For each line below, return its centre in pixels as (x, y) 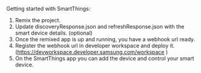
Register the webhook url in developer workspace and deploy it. (95, 45)
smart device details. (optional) (54, 33)
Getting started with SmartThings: (48, 9)
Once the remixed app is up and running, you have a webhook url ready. (105, 39)
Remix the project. (38, 20)
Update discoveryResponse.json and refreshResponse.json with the (100, 27)
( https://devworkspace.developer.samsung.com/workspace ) (91, 52)
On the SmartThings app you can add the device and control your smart (105, 58)
